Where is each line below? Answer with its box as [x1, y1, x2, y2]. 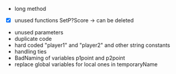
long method [14, 5, 47, 12]
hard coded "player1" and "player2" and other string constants [14, 42, 171, 49]
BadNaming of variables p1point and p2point [14, 54, 125, 62]
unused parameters [14, 29, 64, 36]
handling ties [14, 48, 47, 55]
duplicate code [14, 35, 52, 43]
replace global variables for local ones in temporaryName [14, 61, 158, 68]
